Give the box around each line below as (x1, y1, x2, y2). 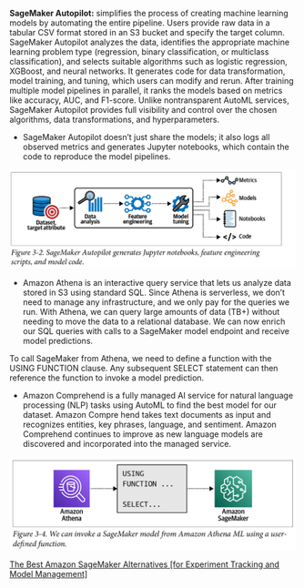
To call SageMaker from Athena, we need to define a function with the (9, 352, 272, 363)
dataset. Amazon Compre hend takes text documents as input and (22, 409, 271, 420)
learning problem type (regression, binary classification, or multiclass (9, 46, 269, 57)
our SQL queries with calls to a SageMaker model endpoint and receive (22, 325, 289, 336)
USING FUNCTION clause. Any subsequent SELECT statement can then (9, 362, 279, 373)
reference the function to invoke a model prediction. (9, 372, 205, 383)
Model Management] (9, 568, 88, 579)
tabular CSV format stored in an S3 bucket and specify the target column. (9, 27, 285, 37)
